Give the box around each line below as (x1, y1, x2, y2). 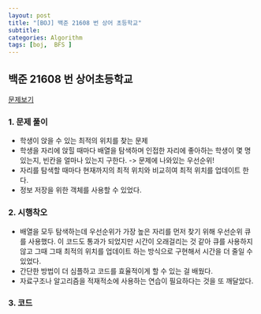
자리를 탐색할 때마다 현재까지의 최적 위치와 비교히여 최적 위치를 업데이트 (19, 165, 241, 175)
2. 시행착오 (8, 207, 48, 218)
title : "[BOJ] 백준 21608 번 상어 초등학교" (8, 19, 142, 27)
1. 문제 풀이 (8, 116, 48, 127)
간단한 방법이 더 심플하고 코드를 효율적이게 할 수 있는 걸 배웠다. (19, 266, 213, 275)
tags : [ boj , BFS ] (8, 41, 73, 49)
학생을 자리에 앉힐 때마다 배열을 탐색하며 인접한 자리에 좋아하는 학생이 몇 (19, 146, 243, 155)
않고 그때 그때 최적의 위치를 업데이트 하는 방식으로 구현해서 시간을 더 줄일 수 (19, 246, 254, 255)
